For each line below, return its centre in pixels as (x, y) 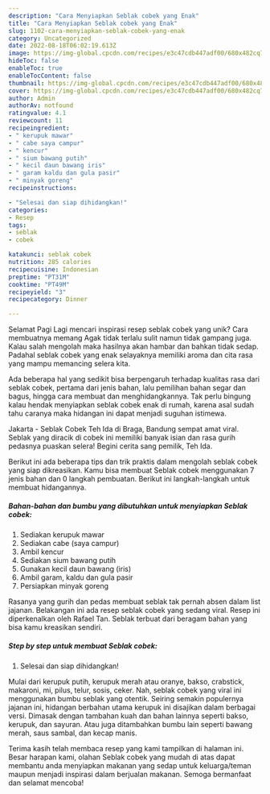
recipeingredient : (39, 128)
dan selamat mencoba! (46, 783)
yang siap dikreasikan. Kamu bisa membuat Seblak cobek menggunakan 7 (131, 470)
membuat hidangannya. (47, 487)
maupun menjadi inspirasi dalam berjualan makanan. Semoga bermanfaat (130, 775)
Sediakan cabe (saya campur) (70, 544)
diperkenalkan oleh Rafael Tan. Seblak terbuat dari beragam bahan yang (128, 619)
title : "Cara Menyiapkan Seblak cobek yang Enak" (93, 23)
